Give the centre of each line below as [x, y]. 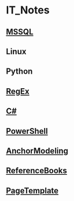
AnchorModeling [37, 150]
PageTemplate [32, 190]
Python [19, 72]
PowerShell [27, 131]
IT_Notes [28, 10]
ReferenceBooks [37, 171]
